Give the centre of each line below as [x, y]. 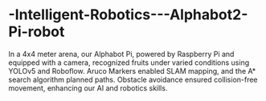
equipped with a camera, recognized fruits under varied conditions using [129, 63]
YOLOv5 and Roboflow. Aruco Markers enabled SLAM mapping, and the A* [132, 71]
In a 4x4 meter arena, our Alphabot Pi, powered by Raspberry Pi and [121, 54]
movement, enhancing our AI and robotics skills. [88, 88]
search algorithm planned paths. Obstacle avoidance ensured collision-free [133, 79]
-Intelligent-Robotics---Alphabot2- [128, 15]
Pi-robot [37, 32]
